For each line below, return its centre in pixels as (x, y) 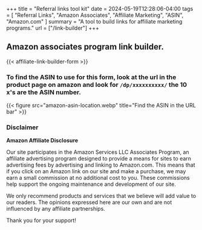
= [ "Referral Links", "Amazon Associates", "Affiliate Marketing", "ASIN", (95, 15)
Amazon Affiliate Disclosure (42, 141)
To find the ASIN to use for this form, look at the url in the (91, 77)
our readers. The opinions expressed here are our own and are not (89, 202)
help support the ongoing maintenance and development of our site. (91, 184)
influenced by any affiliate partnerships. (56, 209)
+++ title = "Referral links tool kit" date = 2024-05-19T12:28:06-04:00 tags (100, 9)
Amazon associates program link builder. (85, 47)
